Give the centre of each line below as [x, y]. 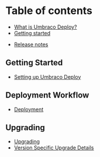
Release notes [31, 44]
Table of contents [49, 11]
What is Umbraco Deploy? [45, 27]
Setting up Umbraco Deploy [47, 76]
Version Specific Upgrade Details [54, 148]
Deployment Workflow [47, 95]
